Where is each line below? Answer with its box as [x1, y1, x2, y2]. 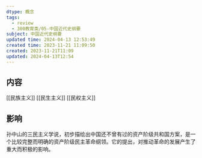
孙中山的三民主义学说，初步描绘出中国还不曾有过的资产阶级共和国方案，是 [6, 130, 191, 138]
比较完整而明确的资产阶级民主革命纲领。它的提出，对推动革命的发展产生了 [11, 138, 196, 145]
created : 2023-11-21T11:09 [6, 48, 74, 54]
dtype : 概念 [6, 8, 34, 15]
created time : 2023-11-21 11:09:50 [6, 43, 96, 49]
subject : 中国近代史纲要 [6, 31, 62, 37]
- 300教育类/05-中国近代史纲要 [11, 25, 81, 32]
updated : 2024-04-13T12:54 [6, 53, 74, 59]
